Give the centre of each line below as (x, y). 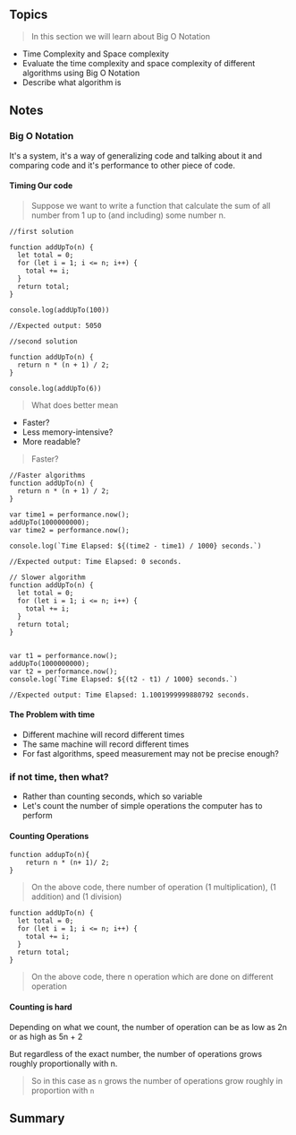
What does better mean (75, 405)
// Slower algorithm (48, 577)
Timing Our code (41, 186)
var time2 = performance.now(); (69, 530)
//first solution (42, 231)
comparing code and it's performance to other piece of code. (122, 165)
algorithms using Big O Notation (81, 73)
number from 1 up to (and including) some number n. (128, 215)
